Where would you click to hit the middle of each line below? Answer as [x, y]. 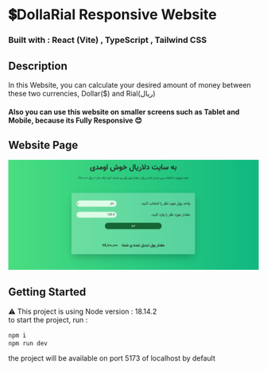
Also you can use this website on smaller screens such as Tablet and [124, 111]
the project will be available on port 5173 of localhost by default [112, 358]
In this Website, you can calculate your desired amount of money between [130, 84]
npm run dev [28, 343]
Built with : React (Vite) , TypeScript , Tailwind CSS [108, 40]
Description [38, 66]
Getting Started [47, 292]
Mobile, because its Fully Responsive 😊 [75, 120]
